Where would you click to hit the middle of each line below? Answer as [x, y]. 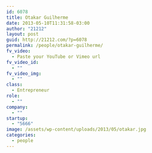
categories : [21, 135]
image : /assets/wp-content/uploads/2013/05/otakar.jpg [76, 130]
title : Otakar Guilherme [37, 17]
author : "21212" [26, 29]
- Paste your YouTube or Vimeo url [56, 57]
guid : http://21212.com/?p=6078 [47, 40]
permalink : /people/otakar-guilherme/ [55, 46]
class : [14, 85]
